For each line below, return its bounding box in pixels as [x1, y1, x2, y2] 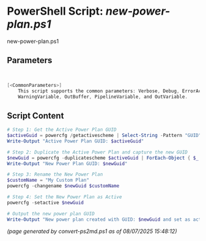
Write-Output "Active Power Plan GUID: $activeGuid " [7, 138, 144, 144]
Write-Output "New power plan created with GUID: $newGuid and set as [7, 216, 191, 223]
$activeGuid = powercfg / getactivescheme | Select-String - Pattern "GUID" [7, 133, 202, 139]
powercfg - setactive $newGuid [7, 199, 84, 206]
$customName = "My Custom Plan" [7, 177, 89, 184]
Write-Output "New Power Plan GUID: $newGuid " [7, 160, 128, 166]
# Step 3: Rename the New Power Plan [7, 171, 103, 178]
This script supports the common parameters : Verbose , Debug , [18, 87, 180, 94]
